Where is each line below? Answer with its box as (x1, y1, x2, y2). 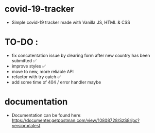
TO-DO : (4, 36, 38, 48)
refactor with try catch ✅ (11, 74, 61, 80)
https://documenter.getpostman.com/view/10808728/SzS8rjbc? (11, 117, 140, 123)
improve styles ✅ (11, 63, 46, 69)
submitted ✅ (11, 57, 37, 64)
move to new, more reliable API (11, 68, 74, 74)
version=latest (11, 122, 41, 128)
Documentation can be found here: (11, 112, 82, 118)
